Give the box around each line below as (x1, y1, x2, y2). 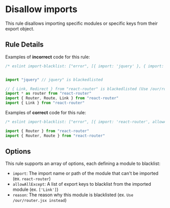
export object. (5, 25, 34, 31)
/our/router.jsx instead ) (12, 197, 67, 203)
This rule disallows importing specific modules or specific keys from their (5, 20, 158, 26)
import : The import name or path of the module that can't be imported (12, 171, 158, 177)
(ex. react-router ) (12, 176, 51, 182)
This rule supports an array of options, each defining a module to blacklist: (5, 160, 161, 167)
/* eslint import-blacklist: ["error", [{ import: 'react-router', (5, 119, 151, 124)
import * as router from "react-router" (5, 91, 92, 96)
